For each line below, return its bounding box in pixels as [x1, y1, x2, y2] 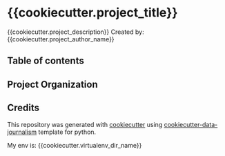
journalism [7, 128, 37, 136]
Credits [7, 102, 40, 114]
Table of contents [7, 55, 84, 67]
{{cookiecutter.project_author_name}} [7, 35, 115, 43]
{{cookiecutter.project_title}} [7, 5, 178, 21]
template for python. [38, 128, 97, 136]
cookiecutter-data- [164, 120, 218, 128]
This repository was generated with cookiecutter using [7, 120, 163, 128]
